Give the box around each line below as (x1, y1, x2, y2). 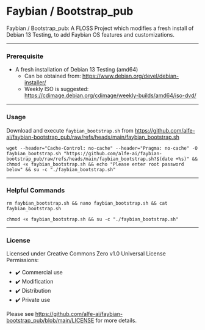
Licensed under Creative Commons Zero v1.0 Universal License (6, 250, 166, 257)
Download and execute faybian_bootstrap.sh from (6, 127, 134, 134)
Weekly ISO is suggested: (24, 86, 89, 93)
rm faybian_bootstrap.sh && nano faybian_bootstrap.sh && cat (6, 200, 168, 206)
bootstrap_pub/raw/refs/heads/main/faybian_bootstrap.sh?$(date (6, 156, 173, 162)
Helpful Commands (6, 186, 65, 195)
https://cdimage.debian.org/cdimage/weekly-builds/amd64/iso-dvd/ (24, 92, 196, 99)
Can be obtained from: (24, 72, 81, 80)
